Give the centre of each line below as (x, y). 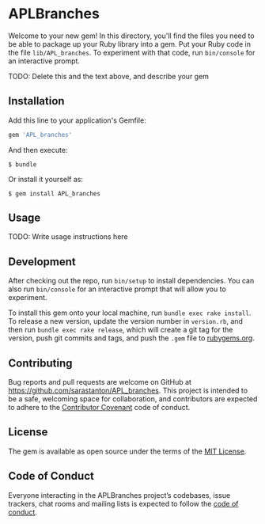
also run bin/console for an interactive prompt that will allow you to (117, 289)
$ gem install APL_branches (55, 194)
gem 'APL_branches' (40, 135)
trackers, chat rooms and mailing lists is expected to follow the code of (123, 503)
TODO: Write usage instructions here (68, 237)
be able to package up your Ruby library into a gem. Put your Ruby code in (130, 44)
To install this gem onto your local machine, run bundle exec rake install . (130, 313)
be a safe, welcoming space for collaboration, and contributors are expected (133, 399)
